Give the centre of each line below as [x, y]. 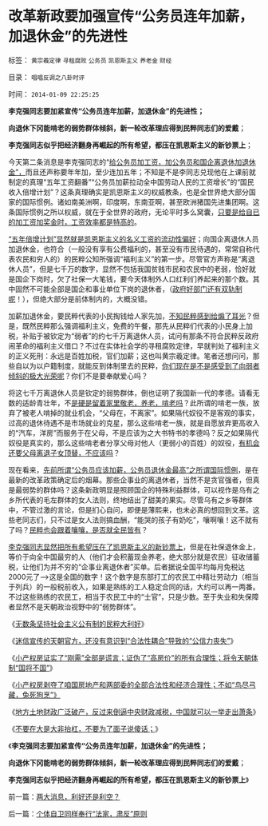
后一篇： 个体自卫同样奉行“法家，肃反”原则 [78, 813]
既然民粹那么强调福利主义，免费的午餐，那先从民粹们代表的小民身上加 [137, 325]
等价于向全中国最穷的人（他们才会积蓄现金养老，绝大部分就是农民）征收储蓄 [134, 557]
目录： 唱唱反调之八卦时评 [47, 77]
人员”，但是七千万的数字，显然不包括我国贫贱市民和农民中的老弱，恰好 [132, 269]
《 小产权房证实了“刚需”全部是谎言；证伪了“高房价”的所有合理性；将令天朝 [130, 657]
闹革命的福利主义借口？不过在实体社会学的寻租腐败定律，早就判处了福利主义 [134, 345]
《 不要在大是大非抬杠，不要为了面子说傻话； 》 [85, 728]
